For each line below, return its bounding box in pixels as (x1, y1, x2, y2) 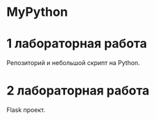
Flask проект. (6, 106, 46, 114)
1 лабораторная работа (6, 36, 147, 52)
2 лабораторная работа (6, 83, 150, 99)
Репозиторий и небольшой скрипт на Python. (6, 59, 140, 67)
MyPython (6, 4, 69, 20)
